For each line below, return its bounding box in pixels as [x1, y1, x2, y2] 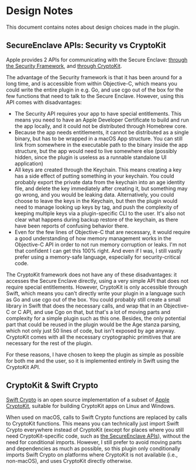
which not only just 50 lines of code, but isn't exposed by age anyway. [6, 327, 176, 334]
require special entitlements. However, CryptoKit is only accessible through [6, 283, 187, 290]
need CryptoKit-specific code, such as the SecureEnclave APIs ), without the [6, 432, 190, 439]
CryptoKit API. [6, 363, 40, 370]
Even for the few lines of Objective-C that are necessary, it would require [14, 228, 191, 235]
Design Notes [6, 4, 73, 18]
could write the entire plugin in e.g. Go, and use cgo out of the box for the [6, 86, 184, 93]
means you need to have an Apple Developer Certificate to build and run [14, 116, 189, 123]
